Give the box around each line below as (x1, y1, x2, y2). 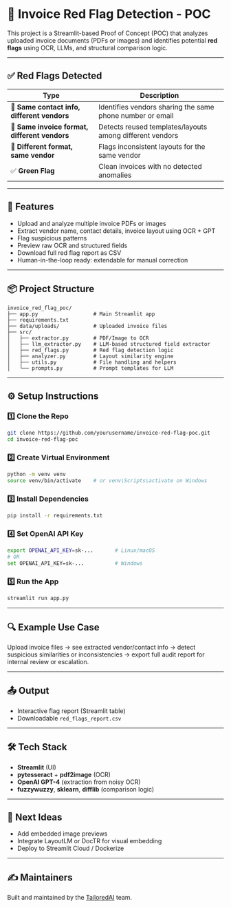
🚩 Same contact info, (10, 102, 80, 112)
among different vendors (98, 130, 179, 140)
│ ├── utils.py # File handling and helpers (7, 359, 177, 366)
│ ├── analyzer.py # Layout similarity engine (7, 353, 174, 360)
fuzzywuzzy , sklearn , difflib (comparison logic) (16, 785, 155, 793)
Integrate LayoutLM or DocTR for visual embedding (16, 837, 162, 845)
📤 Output (7, 685, 49, 697)
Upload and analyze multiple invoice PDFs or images (16, 219, 166, 227)
